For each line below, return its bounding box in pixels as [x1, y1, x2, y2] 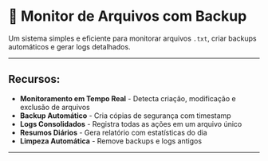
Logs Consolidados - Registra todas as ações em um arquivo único [19, 119, 242, 128]
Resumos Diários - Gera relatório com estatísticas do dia [19, 128, 207, 137]
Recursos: [8, 73, 61, 86]
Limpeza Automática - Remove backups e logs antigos [19, 135, 202, 146]
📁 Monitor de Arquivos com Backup [8, 7, 247, 26]
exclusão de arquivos [19, 102, 90, 112]
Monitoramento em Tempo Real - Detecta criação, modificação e [19, 93, 237, 103]
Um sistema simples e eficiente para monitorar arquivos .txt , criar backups [8, 33, 257, 43]
